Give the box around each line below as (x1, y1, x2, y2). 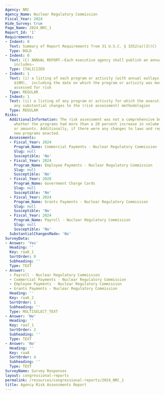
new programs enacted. (14, 131, 60, 136)
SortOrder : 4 (9, 355, 36, 360)
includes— (14, 62, 34, 67)
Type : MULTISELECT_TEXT (9, 309, 58, 314)
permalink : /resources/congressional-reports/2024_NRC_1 (5, 377, 124, 383)
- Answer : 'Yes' (5, 241, 38, 245)
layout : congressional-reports (5, 373, 69, 378)
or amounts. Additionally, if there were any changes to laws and (14, 126, 153, 131)
